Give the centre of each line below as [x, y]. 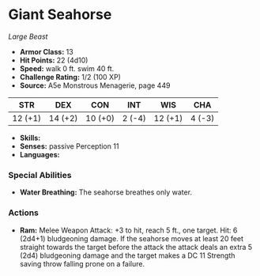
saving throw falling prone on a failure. [82, 263]
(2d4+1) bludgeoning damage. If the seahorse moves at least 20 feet [131, 238]
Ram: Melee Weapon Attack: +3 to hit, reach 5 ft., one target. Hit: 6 [128, 230]
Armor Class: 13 [46, 51]
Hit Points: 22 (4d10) [54, 60]
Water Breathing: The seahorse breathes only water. [106, 192]
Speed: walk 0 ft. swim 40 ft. [67, 68]
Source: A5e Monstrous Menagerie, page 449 [95, 85]
